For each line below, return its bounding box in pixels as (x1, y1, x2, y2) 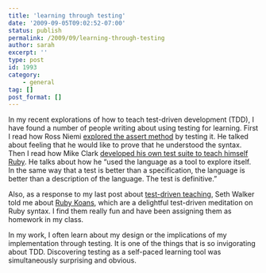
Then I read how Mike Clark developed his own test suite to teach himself (8, 149, 249, 158)
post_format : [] (8, 93, 62, 101)
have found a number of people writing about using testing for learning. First (8, 123, 259, 133)
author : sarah (8, 41, 56, 49)
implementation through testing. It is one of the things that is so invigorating (8, 239, 256, 248)
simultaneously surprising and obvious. (8, 255, 137, 265)
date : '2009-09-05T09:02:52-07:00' (8, 19, 126, 27)
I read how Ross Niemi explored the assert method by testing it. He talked (8, 132, 249, 142)
